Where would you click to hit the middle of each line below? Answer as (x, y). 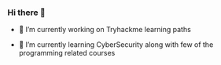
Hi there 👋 (27, 13)
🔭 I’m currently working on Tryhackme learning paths (105, 30)
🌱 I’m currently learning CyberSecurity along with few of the (116, 45)
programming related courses (67, 53)
